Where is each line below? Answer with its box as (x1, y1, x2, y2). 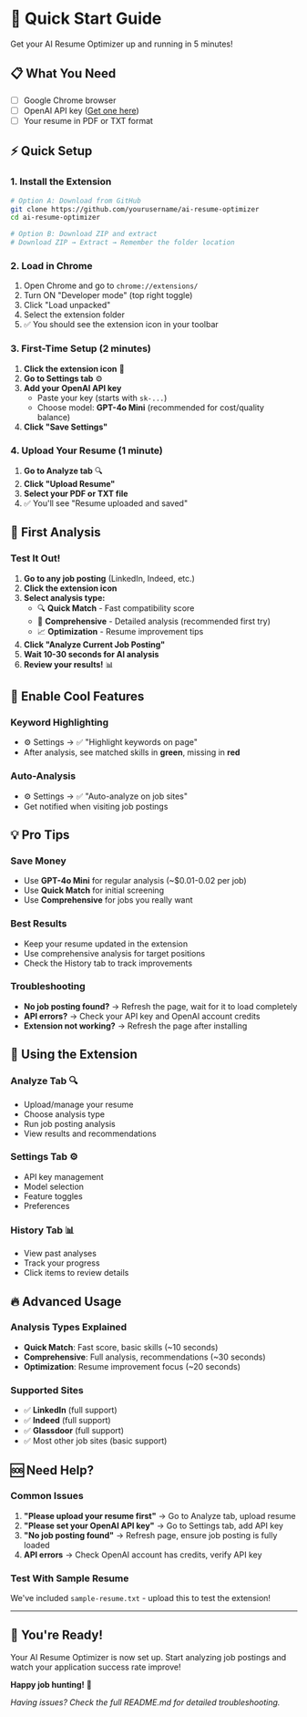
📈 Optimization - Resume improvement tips (36, 626, 204, 636)
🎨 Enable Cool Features (10, 688, 145, 704)
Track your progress (23, 1257, 100, 1268)
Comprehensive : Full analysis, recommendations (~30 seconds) (23, 1351, 267, 1362)
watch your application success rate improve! (10, 1661, 181, 1672)
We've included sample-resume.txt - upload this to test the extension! (10, 1593, 271, 1604)
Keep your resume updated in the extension (23, 938, 189, 949)
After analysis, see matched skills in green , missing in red (23, 747, 240, 758)
